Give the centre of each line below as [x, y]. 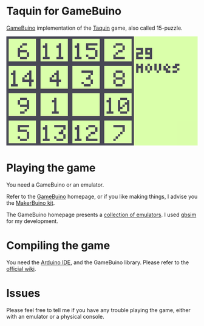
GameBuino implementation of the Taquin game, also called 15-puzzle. [95, 28]
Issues [23, 293]
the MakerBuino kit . [31, 203]
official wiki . [21, 268]
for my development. [32, 221]
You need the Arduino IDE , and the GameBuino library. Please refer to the [98, 262]
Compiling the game [58, 246]
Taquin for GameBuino [64, 11]
